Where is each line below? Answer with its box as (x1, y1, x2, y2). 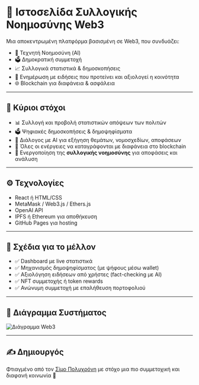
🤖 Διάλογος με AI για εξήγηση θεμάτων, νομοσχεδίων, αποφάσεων (14, 136, 182, 143)
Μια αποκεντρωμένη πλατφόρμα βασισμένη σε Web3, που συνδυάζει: (6, 37, 179, 45)
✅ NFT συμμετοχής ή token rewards (14, 277, 104, 285)
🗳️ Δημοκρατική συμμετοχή (14, 56, 82, 63)
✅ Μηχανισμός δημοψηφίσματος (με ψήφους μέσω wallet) (14, 264, 159, 272)
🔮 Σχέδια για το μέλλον (6, 242, 96, 252)
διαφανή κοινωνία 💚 (6, 372, 56, 379)
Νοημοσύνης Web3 (6, 18, 105, 31)
